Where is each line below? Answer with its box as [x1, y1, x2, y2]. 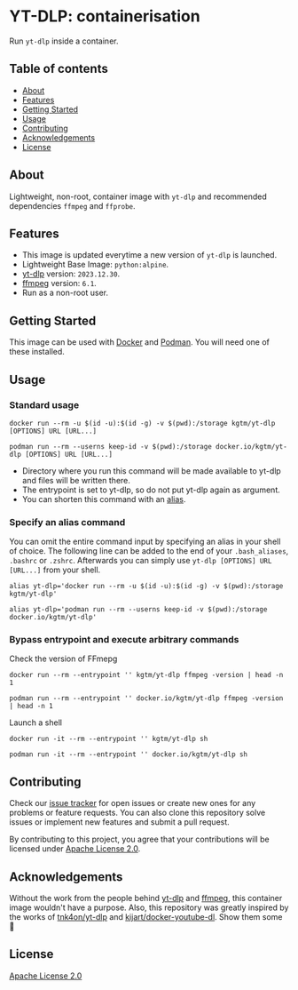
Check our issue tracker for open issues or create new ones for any [9, 798, 256, 809]
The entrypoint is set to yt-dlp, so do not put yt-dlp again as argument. [21, 484, 281, 495]
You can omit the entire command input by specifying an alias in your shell [9, 536, 281, 547]
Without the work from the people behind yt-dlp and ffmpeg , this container [9, 893, 283, 904]
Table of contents [9, 61, 108, 76]
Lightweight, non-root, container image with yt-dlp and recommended [9, 191, 268, 202]
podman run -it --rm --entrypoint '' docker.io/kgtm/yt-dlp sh [9, 750, 248, 759]
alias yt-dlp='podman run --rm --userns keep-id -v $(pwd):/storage [9, 605, 268, 614]
